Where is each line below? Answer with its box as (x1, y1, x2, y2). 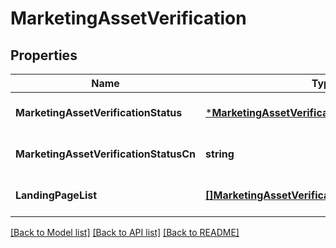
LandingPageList (15, 188, 98, 202)
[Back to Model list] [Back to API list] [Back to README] (10, 227, 240, 238)
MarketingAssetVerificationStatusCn (15, 147, 197, 161)
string (205, 147, 235, 161)
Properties (10, 47, 78, 64)
